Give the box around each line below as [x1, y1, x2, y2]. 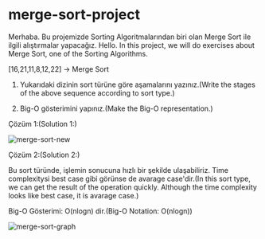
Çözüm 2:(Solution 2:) [8, 150, 80, 159]
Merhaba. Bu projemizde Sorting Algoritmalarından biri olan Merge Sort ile [8, 32, 251, 41]
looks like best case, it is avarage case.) [8, 190, 139, 200]
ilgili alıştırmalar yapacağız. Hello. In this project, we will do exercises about [8, 40, 255, 49]
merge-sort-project [8, 6, 141, 24]
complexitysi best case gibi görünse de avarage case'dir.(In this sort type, [8, 174, 251, 183]
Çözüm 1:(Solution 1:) [8, 119, 77, 128]
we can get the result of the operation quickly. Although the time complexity [8, 182, 257, 192]
